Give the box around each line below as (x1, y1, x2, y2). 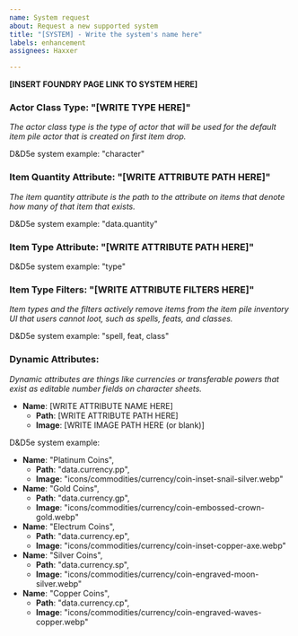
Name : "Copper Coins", (22, 588, 110, 598)
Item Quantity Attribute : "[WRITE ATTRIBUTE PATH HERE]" (9, 171, 271, 184)
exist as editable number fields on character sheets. (9, 383, 202, 394)
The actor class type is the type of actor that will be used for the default (9, 122, 276, 133)
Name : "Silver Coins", (22, 549, 103, 561)
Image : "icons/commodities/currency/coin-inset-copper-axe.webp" (35, 540, 287, 551)
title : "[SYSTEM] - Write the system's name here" (9, 30, 203, 39)
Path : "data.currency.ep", (35, 530, 130, 541)
